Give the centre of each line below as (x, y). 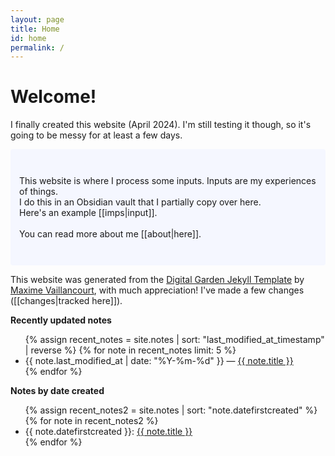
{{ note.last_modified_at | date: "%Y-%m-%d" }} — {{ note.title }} (159, 361)
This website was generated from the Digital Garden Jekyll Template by (157, 280)
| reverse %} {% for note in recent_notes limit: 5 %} (130, 350)
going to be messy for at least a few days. (96, 135)
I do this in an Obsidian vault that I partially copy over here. (140, 202)
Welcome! (53, 97)
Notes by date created (57, 391)
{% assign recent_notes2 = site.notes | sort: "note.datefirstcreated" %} (171, 410)
